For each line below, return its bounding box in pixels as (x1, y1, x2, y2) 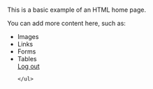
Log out (17, 62, 40, 71)
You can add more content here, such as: (7, 19, 126, 28)
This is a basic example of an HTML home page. (7, 6, 147, 14)
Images (17, 33, 39, 41)
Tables (17, 55, 37, 63)
